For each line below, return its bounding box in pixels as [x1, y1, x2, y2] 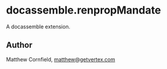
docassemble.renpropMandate [6, 4, 162, 17]
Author [6, 40, 32, 50]
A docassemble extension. [6, 23, 71, 30]
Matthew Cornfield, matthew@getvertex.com [6, 55, 116, 63]
